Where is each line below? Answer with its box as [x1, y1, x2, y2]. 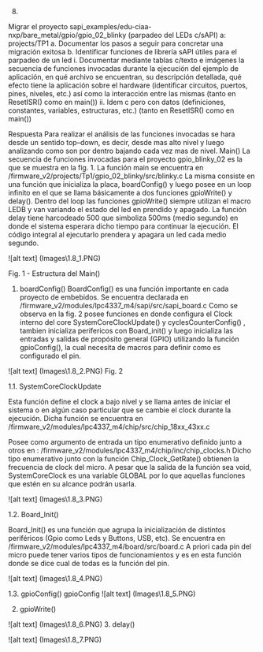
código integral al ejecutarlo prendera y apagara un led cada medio [8, 230, 227, 239]
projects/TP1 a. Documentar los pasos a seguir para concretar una [8, 39, 224, 48]
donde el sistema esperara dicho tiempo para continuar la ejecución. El [8, 222, 239, 231]
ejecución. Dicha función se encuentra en [8, 414, 144, 423]
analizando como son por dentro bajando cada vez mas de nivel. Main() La [8, 146, 250, 155]
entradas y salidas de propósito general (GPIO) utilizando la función [19, 334, 239, 344]
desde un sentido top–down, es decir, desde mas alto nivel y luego [8, 138, 224, 147]
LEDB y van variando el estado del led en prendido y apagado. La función [8, 205, 246, 214]
